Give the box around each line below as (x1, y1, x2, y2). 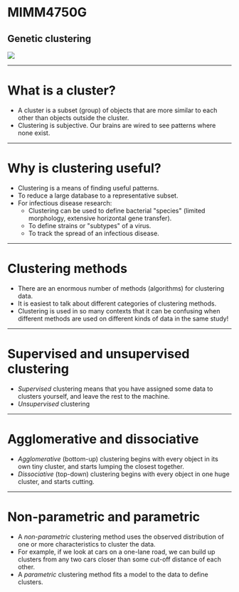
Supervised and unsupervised (7, 346, 190, 362)
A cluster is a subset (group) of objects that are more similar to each (17, 106, 218, 114)
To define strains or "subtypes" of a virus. (28, 221, 152, 230)
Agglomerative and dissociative (7, 431, 199, 447)
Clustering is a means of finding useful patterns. (17, 183, 159, 192)
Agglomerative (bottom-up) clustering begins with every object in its (17, 454, 218, 463)
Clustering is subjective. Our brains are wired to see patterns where (17, 121, 216, 129)
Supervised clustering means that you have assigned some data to (17, 384, 213, 393)
